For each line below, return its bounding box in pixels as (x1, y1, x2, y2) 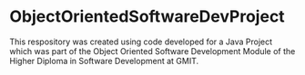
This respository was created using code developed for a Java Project (9, 36, 273, 47)
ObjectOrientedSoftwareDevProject (9, 6, 285, 27)
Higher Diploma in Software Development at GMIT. (9, 55, 199, 66)
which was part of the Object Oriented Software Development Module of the (9, 45, 296, 56)
